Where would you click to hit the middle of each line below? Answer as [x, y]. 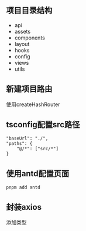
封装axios [24, 207]
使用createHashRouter [33, 104]
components [30, 38]
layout [22, 44]
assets [23, 31]
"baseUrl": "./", [27, 138]
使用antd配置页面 [37, 174]
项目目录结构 [29, 11]
